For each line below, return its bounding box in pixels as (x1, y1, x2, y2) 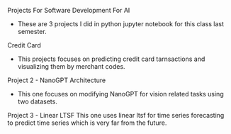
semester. (17, 28, 47, 35)
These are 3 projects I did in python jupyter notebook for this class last (17, 20, 225, 28)
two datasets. (17, 97, 58, 106)
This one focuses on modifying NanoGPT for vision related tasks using (17, 90, 225, 98)
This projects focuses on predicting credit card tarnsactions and (17, 55, 205, 63)
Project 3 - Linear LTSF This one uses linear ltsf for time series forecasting (7, 111, 225, 119)
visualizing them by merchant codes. (17, 62, 125, 70)
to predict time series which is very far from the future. (7, 118, 167, 127)
